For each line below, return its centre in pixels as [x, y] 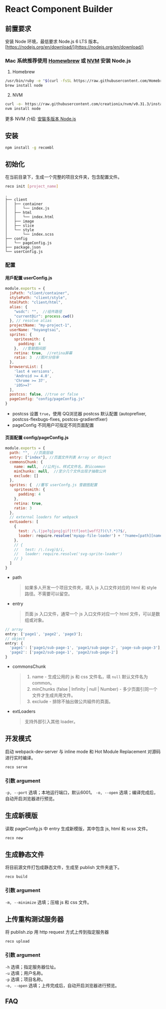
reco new [14, 838]
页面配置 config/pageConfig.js [37, 437]
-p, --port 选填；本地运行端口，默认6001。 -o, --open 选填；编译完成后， [82, 792]
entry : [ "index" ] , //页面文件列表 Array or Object [61, 457]
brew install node [24, 86]
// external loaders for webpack [44, 517]
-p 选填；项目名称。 [25, 979]
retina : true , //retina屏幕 [43, 353]
